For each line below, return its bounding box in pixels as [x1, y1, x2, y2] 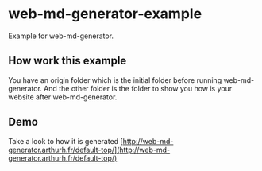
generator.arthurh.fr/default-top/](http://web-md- [8, 145, 171, 154]
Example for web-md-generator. [8, 31, 114, 41]
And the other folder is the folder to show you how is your [43, 84, 233, 93]
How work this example [8, 54, 127, 68]
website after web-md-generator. [8, 92, 118, 102]
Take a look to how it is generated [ [8, 136, 123, 146]
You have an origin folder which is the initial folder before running [8, 75, 222, 84]
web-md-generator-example [8, 5, 202, 23]
